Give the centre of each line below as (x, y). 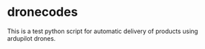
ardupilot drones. (31, 38)
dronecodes (42, 12)
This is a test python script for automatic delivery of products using (103, 31)
